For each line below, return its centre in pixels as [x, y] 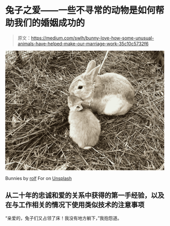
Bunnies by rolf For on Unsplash [39, 178]
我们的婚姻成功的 [50, 23]
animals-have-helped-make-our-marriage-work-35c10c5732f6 [83, 43]
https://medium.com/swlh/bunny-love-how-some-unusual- [93, 38]
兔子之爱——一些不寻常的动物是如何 [80, 10]
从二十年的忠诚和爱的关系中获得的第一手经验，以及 [85, 195]
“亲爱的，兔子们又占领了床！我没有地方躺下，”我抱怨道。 [64, 218]
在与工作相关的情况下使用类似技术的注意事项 [75, 205]
